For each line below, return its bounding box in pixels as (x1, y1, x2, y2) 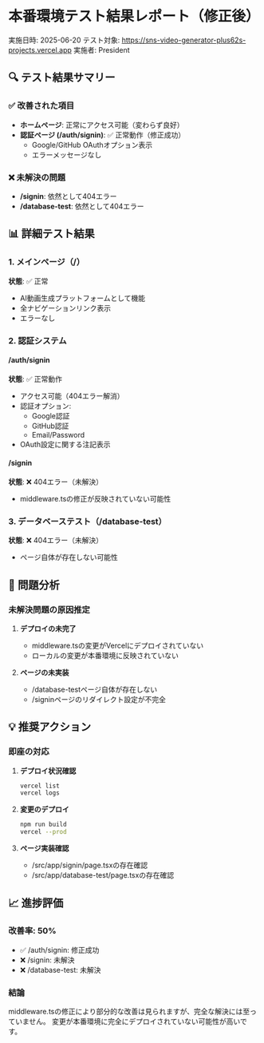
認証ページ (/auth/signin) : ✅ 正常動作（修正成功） (19, 129, 186, 140)
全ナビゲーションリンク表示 (19, 303, 112, 312)
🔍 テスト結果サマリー (8, 71, 116, 85)
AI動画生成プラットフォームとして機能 (19, 293, 146, 303)
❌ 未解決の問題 (8, 172, 66, 183)
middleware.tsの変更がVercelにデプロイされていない (31, 640, 204, 650)
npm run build (19, 820, 67, 829)
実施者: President (73, 45, 130, 54)
